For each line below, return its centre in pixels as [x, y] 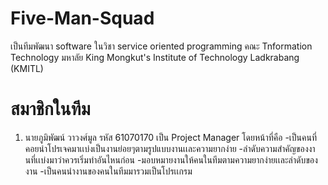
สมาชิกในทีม [50, 109]
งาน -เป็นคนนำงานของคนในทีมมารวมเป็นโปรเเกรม [108, 171]
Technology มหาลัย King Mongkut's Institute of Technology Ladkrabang [155, 57]
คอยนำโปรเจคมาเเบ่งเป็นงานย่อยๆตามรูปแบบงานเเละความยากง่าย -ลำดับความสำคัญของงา [170, 148]
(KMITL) [27, 68]
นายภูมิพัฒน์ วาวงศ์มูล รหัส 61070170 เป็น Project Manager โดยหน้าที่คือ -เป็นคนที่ [171, 137]
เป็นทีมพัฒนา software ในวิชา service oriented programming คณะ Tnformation [161, 46]
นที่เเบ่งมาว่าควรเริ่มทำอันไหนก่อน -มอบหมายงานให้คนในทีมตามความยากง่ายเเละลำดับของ [171, 159]
